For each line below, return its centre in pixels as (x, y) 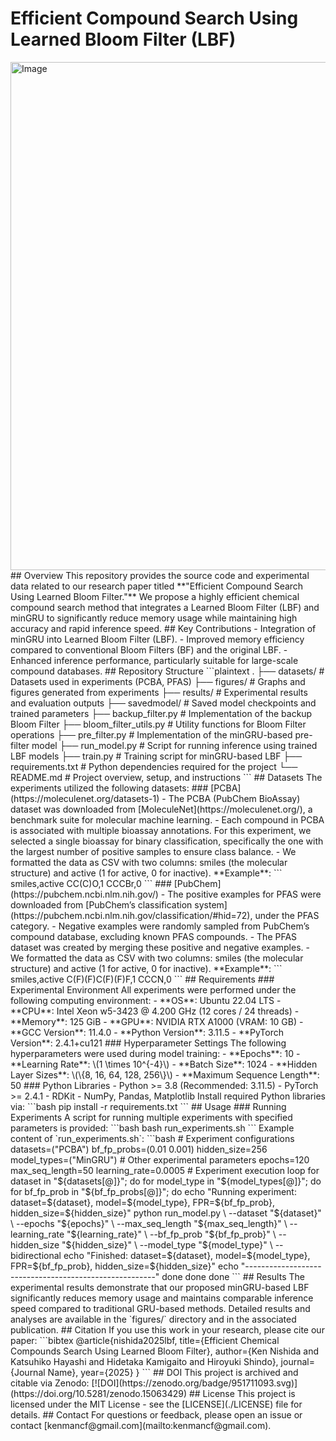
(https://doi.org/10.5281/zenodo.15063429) (99, 1393)
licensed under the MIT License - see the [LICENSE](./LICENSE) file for (156, 1404)
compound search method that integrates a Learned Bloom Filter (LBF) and (165, 607)
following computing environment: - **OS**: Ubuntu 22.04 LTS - (146, 1000)
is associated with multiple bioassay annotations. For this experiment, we (161, 830)
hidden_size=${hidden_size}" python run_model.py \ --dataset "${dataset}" (166, 1213)
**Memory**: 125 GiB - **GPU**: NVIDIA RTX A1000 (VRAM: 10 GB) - (157, 1021)
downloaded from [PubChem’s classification (101, 904)
